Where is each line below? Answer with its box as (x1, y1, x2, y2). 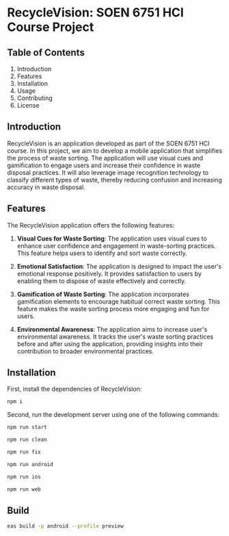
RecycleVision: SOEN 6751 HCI (7, 5, 185, 21)
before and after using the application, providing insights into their (16, 339, 204, 348)
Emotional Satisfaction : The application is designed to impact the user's (16, 262, 222, 270)
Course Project (7, 19, 94, 35)
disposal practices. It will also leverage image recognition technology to (7, 168, 209, 176)
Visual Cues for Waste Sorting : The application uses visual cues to (16, 234, 207, 243)
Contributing (16, 94, 53, 102)
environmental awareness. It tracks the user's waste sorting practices (16, 332, 214, 341)
